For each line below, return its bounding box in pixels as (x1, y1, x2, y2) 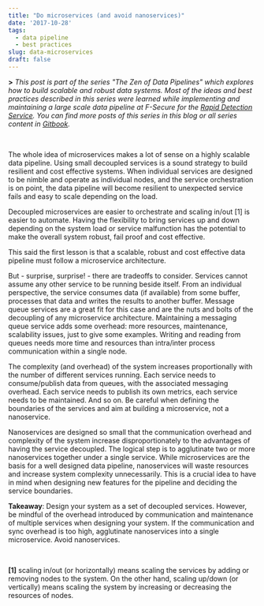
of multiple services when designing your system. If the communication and (8, 518, 255, 527)
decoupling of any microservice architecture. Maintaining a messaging (8, 312, 237, 322)
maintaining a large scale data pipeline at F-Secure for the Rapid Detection (8, 102, 253, 111)
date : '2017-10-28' (8, 19, 73, 27)
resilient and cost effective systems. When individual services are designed (8, 166, 254, 176)
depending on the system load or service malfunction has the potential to (8, 223, 246, 233)
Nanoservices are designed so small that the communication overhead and (8, 427, 252, 436)
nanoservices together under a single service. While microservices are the (8, 452, 251, 462)
